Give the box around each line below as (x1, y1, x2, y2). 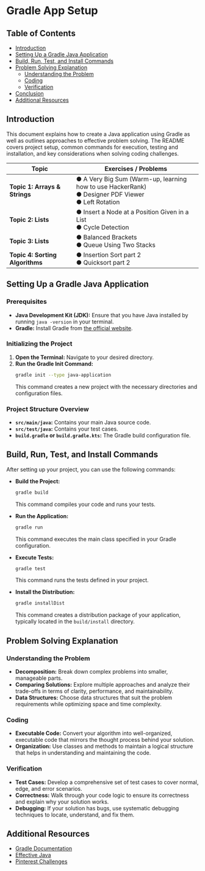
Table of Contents (6, 28, 76, 39)
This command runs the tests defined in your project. (15, 576, 149, 584)
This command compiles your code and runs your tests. (15, 500, 156, 508)
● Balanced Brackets (76, 233, 137, 241)
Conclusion (15, 90, 44, 97)
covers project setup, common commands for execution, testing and (6, 143, 179, 151)
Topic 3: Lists (9, 236, 49, 245)
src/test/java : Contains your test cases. (15, 425, 118, 432)
